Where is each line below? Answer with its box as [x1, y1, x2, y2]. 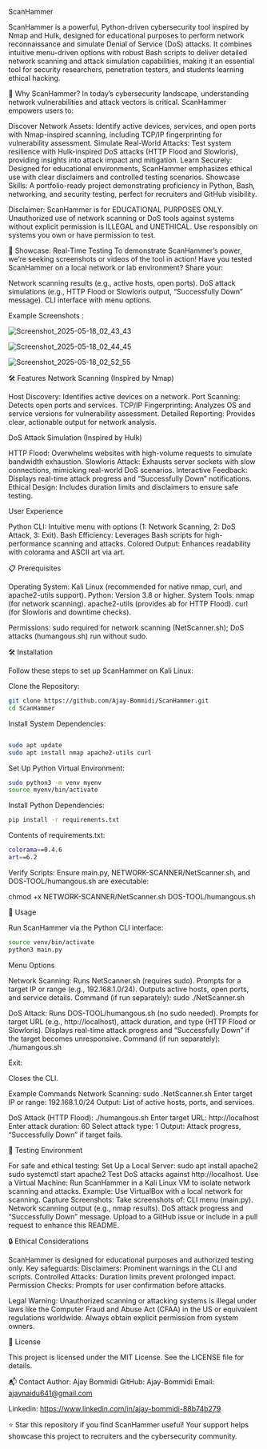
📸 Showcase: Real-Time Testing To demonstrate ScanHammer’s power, [8, 246, 242, 255]
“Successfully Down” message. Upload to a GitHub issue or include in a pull [8, 1211, 258, 1221]
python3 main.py [8, 946, 62, 954]
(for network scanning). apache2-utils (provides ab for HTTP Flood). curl [8, 599, 248, 608]
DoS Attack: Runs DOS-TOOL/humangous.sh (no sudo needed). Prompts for [8, 1008, 259, 1018]
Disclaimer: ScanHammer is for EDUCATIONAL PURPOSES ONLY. [8, 205, 224, 214]
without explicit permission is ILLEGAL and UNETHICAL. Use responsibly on [8, 222, 258, 231]
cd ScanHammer [8, 704, 56, 712]
